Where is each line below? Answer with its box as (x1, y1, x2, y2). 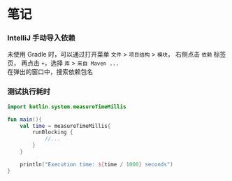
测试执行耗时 (7, 87, 51, 96)
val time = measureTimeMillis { (20, 122, 111, 129)
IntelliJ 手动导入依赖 (7, 33, 75, 43)
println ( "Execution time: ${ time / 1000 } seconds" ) (20, 161, 173, 168)
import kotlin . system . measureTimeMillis (7, 103, 127, 110)
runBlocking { (32, 129, 73, 136)
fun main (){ (7, 116, 42, 123)
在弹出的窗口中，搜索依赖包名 (7, 68, 93, 76)
